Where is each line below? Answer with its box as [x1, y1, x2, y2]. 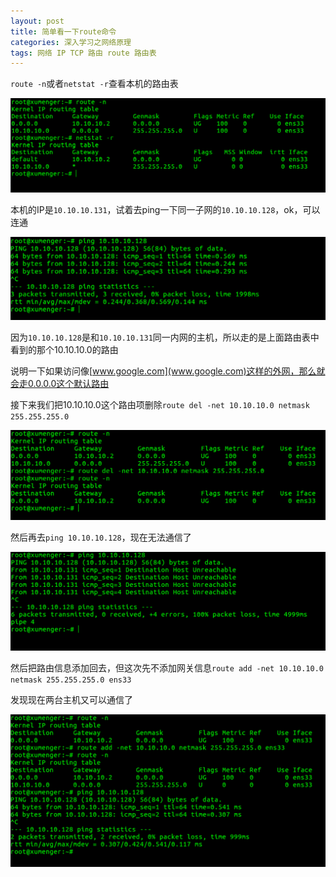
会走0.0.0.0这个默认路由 [10, 377, 110, 389]
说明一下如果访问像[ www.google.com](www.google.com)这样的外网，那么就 [10, 365, 326, 377]
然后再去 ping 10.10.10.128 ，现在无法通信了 [10, 531, 192, 543]
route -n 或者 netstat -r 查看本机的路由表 [10, 78, 179, 90]
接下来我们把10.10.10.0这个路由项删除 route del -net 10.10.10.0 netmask [10, 398, 310, 410]
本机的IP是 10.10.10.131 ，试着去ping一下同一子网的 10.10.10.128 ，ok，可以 [10, 204, 321, 216]
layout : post [10, 16, 65, 26]
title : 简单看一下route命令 [10, 26, 117, 37]
